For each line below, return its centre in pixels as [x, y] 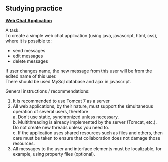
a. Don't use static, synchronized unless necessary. [66, 117]
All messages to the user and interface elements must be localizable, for [87, 149]
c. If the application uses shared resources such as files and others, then [88, 133]
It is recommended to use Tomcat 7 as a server [61, 101]
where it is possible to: [28, 41]
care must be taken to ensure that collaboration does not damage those [86, 138]
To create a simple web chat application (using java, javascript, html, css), [81, 35]
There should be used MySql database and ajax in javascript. [68, 81]
